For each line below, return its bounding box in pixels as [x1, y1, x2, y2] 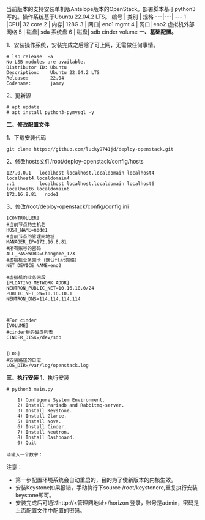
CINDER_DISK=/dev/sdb [6, 334, 62, 341]
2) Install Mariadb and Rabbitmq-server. [17, 402, 124, 409]
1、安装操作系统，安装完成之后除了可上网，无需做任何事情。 [6, 42, 159, 48]
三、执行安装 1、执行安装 [6, 374, 69, 381]
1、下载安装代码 [6, 134, 47, 141]
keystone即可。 [15, 492, 55, 499]
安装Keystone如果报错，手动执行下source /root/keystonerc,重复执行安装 [15, 484, 198, 491]
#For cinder [6, 317, 37, 323]
